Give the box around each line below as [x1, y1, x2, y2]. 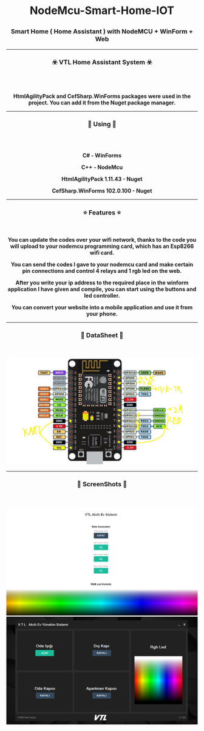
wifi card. [90, 249, 114, 256]
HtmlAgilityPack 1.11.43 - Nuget [61, 176, 143, 183]
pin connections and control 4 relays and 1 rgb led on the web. [22, 267, 182, 275]
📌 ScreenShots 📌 [76, 480, 127, 489]
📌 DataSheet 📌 [80, 331, 124, 340]
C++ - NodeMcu [81, 163, 123, 171]
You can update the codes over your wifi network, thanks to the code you [7, 236, 197, 244]
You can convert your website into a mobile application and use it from [11, 304, 193, 311]
